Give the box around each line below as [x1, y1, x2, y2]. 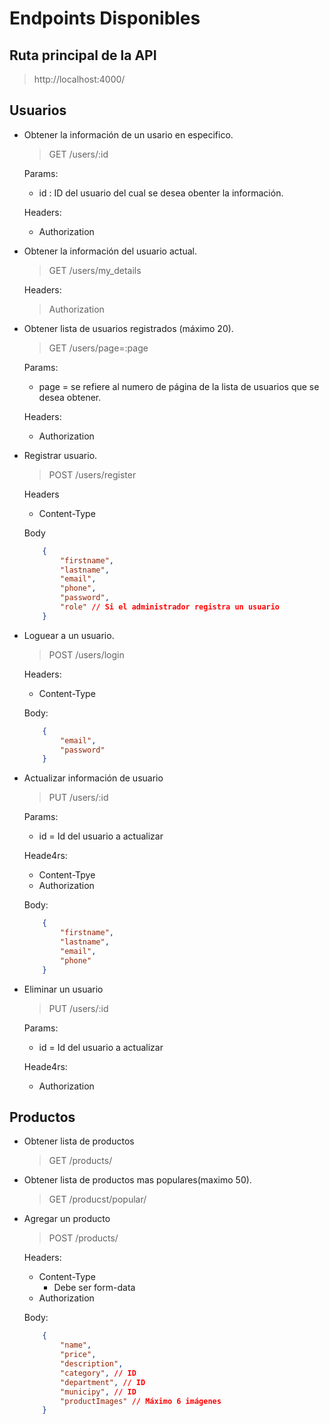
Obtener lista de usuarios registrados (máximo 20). [23, 322, 234, 334]
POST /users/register [48, 468, 137, 481]
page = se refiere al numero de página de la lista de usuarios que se [38, 380, 320, 392]
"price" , [60, 1350, 97, 1360]
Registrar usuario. [23, 449, 98, 461]
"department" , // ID [60, 1377, 146, 1387]
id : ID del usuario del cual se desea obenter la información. [38, 187, 284, 199]
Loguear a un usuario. [23, 629, 115, 641]
